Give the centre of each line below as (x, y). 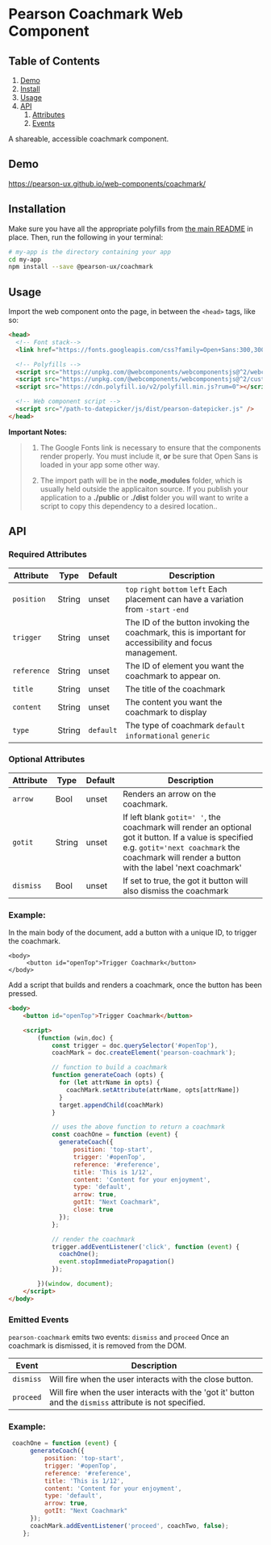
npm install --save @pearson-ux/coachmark (81, 267)
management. (151, 652)
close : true (93, 1210)
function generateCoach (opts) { (107, 1075)
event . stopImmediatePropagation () (117, 1262)
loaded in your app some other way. (100, 464)
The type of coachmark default (185, 725)
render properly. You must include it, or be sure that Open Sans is (149, 456)
